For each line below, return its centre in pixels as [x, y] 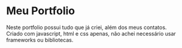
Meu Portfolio [41, 11]
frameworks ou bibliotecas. [40, 40]
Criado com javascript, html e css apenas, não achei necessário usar [91, 33]
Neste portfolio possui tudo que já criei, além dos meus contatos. [87, 27]
